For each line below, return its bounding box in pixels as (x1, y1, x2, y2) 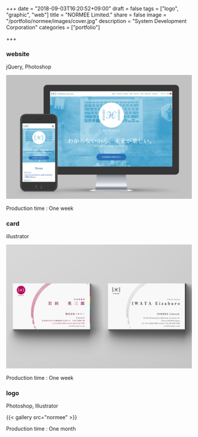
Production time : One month (6, 425, 76, 432)
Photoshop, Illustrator (6, 402, 59, 409)
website (6, 50, 29, 58)
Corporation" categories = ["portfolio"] (6, 24, 100, 31)
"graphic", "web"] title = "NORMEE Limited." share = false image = (6, 11, 167, 18)
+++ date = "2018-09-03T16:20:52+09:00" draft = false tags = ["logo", (6, 5, 179, 12)
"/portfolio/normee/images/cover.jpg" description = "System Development (6, 18, 187, 24)
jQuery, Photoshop (6, 63, 52, 70)
